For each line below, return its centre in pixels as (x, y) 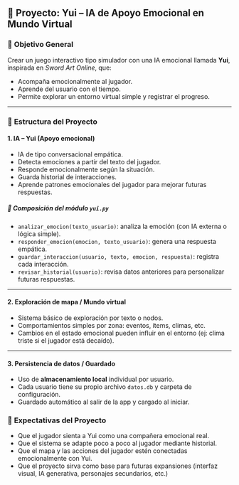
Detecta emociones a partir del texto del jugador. (89, 161)
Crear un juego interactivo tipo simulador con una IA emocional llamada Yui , (119, 60)
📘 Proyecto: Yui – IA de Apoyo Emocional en (106, 13)
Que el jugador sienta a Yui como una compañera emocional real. (113, 436)
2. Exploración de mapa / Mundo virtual (67, 302)
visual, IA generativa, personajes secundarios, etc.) (93, 474)
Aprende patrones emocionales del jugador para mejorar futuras (112, 184)
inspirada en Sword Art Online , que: (59, 68)
